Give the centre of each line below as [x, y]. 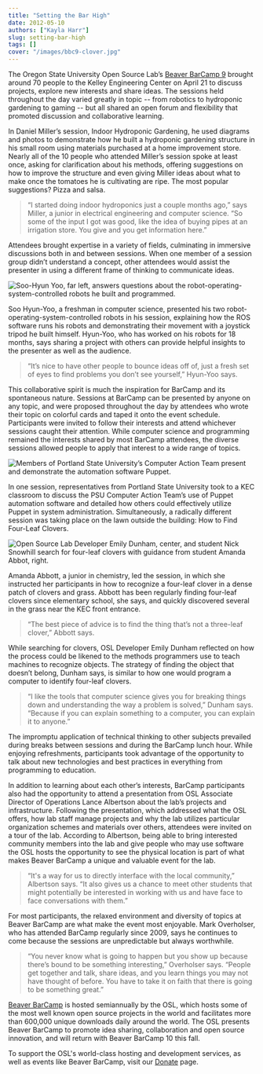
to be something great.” [66, 990]
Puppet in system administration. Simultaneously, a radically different [120, 512]
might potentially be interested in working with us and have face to [135, 892]
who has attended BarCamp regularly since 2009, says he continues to [123, 933]
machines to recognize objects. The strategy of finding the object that [121, 664]
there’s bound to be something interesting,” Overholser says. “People [139, 964]
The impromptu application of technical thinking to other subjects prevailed [130, 737]
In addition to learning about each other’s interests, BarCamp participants [126, 785]
